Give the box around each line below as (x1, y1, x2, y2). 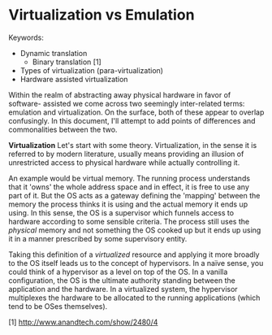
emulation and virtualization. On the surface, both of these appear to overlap (8, 107, 265, 117)
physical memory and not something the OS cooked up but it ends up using (8, 225, 261, 235)
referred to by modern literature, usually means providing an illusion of (8, 149, 244, 159)
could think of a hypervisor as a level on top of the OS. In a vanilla (8, 267, 228, 276)
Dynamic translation (19, 48, 88, 58)
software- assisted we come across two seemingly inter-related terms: (8, 98, 245, 108)
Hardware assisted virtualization (19, 74, 128, 84)
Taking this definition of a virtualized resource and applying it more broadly (8, 250, 260, 259)
